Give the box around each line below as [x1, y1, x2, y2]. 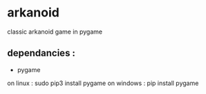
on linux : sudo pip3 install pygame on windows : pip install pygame [7, 79, 199, 87]
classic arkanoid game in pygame [7, 27, 102, 36]
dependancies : [7, 47, 76, 59]
